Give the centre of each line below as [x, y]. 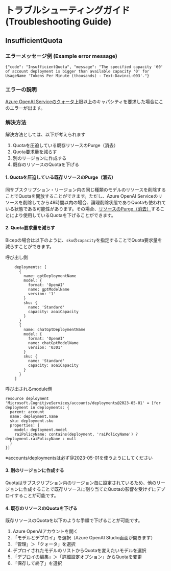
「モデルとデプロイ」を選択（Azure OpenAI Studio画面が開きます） [84, 538]
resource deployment [27, 398]
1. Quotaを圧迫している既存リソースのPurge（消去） [61, 177]
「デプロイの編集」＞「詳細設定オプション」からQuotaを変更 [77, 557]
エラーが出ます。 [27, 108]
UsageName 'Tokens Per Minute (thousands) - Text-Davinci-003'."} [77, 76]
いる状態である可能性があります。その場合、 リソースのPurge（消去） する [83, 209]
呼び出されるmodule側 [29, 389]
